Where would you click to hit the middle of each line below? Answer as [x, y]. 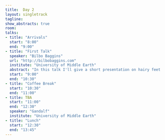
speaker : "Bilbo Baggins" [36, 56]
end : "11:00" [23, 93]
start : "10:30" [25, 88]
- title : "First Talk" [28, 51]
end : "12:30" [23, 107]
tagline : [14, 19]
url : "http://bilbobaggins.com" [43, 61]
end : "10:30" [23, 79]
